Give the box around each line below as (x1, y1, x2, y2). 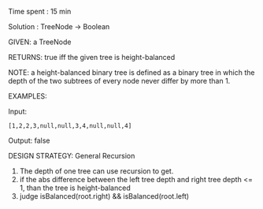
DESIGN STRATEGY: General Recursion (8, 151, 135, 160)
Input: (8, 106, 28, 116)
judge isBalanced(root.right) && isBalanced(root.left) (19, 192, 190, 200)
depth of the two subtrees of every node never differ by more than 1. (8, 77, 231, 85)
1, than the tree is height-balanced (19, 183, 131, 192)
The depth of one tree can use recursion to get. (19, 166, 174, 176)
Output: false (8, 136, 50, 145)
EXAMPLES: (8, 91, 47, 101)
